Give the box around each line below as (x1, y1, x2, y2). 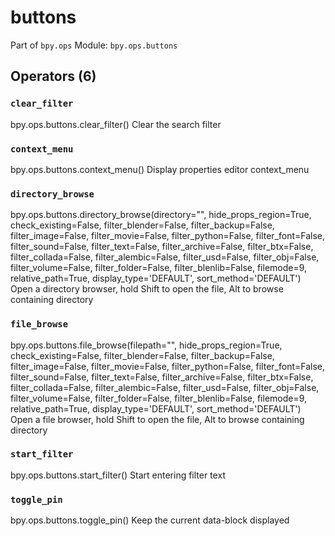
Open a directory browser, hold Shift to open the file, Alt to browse (10, 283, 284, 295)
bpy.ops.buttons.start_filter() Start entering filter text (10, 469, 226, 481)
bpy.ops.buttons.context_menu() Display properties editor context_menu (10, 163, 310, 175)
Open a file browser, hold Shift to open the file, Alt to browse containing (10, 413, 305, 425)
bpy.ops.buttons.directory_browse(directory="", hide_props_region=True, (10, 209, 312, 221)
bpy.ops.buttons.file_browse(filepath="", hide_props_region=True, (10, 339, 283, 351)
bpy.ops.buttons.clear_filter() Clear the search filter (10, 118, 222, 130)
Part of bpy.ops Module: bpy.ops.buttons (10, 39, 178, 51)
